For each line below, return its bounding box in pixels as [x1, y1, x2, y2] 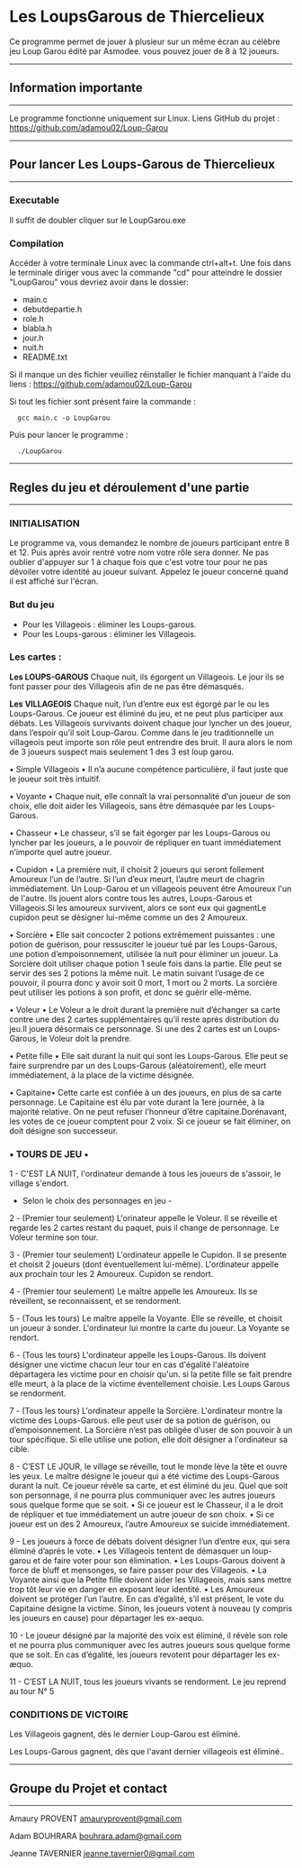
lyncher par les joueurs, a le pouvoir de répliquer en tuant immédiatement [9, 836, 281, 848]
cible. [9, 1444, 30, 1454]
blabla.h [22, 323, 52, 334]
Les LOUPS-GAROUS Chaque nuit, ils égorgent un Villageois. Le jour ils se [9, 671, 285, 682]
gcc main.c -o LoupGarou [17, 414, 111, 423]
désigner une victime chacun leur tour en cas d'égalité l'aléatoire [9, 1359, 250, 1371]
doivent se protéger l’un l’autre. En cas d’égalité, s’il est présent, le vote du [9, 1593, 285, 1605]
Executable [9, 194, 60, 206]
